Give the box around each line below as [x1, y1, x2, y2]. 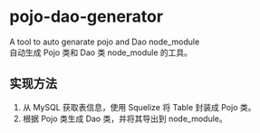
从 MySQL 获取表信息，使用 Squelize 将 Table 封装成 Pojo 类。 [22, 101, 256, 112]
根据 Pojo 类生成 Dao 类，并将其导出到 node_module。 [22, 113, 228, 124]
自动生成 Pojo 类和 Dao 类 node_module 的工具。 [9, 47, 193, 58]
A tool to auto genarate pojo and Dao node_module [9, 36, 200, 47]
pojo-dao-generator [9, 6, 164, 27]
